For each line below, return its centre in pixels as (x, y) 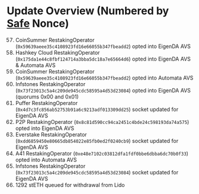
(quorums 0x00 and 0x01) (47, 97)
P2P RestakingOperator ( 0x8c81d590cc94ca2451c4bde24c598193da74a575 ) (102, 122)
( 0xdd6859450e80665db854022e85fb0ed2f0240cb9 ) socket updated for (97, 141)
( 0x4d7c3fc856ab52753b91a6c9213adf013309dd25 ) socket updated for (97, 109)
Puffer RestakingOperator (46, 103)
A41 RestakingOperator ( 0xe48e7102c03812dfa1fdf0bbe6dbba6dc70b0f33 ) (102, 153)
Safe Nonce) (38, 23)
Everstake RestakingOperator (51, 134)
